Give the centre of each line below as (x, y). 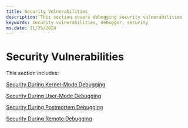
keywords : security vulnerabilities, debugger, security (77, 22)
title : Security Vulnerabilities (47, 11)
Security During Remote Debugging (49, 119)
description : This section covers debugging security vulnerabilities (94, 17)
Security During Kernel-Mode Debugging (56, 85)
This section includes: (33, 73)
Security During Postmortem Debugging (55, 107)
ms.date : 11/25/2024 (31, 28)
